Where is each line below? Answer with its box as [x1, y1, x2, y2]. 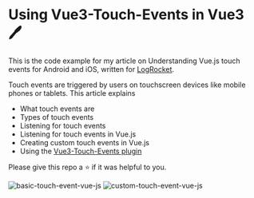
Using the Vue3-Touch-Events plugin [19, 146, 142, 156]
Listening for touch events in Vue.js [19, 129, 137, 139]
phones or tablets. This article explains [8, 88, 136, 97]
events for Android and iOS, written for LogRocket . [8, 64, 174, 73]
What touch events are [19, 104, 95, 113]
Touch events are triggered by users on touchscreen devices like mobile [8, 80, 246, 89]
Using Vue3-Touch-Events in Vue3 [8, 6, 245, 24]
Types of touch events [19, 112, 94, 121]
